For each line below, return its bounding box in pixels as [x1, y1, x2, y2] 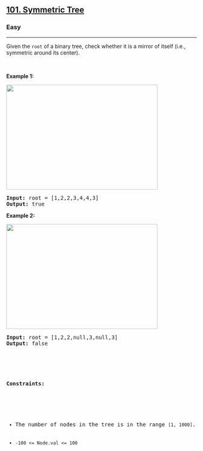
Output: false [6, 339, 48, 347]
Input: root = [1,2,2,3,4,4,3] [6, 194, 99, 201]
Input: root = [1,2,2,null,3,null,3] [6, 333, 118, 341]
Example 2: [6, 212, 35, 219]
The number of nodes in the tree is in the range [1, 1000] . [14, 421, 196, 428]
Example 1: [6, 72, 34, 79]
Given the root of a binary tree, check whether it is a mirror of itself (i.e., [6, 42, 186, 50]
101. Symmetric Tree [6, 5, 85, 15]
